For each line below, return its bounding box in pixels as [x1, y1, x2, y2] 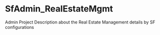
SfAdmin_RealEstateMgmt [5, 3, 113, 14]
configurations [5, 24, 34, 30]
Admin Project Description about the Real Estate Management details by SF [5, 19, 156, 25]
